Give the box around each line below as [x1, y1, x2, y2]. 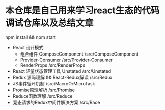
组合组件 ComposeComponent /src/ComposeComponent [20, 51, 139, 57]
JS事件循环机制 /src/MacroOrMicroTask [12, 80, 95, 86]
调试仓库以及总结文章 [5, 17, 94, 29]
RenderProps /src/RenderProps [20, 62, 86, 68]
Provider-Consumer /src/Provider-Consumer [20, 57, 113, 63]
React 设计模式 [12, 44, 44, 50]
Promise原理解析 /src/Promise [12, 87, 75, 93]
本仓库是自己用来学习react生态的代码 [5, 5, 160, 16]
